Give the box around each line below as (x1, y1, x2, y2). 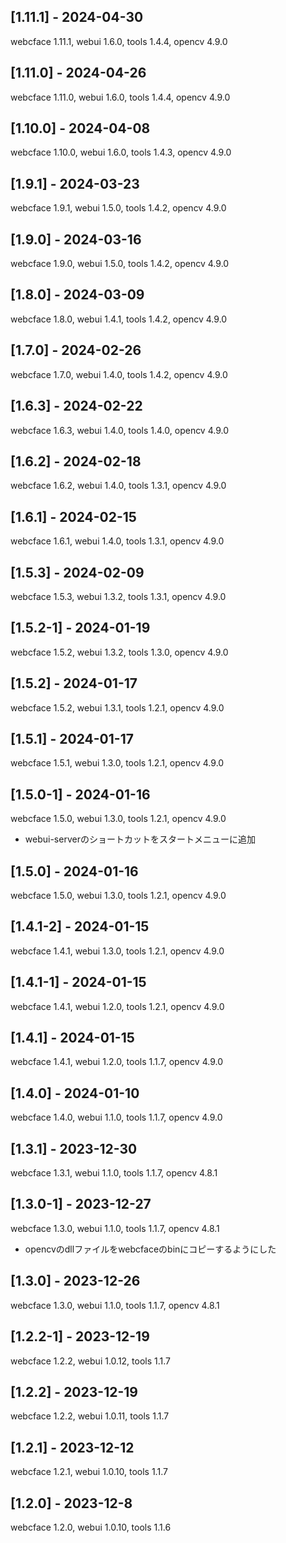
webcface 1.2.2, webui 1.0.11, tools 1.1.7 (10, 1410, 170, 1422)
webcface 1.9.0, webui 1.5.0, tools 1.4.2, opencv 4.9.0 (10, 258, 230, 270)
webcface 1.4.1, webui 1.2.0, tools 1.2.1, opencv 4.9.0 (10, 1000, 225, 1012)
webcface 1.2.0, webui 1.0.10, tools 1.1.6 (10, 1521, 172, 1533)
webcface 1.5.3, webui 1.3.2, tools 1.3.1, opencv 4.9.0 (10, 590, 227, 602)
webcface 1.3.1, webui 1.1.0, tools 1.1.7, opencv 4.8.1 (10, 1167, 218, 1179)
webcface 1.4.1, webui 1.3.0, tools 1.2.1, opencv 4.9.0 (10, 945, 225, 957)
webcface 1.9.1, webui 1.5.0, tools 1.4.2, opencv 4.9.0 (10, 202, 227, 214)
